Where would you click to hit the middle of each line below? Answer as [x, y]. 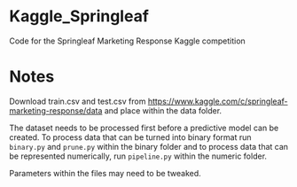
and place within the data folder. [163, 110]
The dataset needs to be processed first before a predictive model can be [144, 128]
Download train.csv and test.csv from [78, 101]
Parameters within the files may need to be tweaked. [105, 173]
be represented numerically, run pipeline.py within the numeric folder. [138, 156]
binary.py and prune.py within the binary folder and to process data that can [149, 146]
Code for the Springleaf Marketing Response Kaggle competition [127, 41]
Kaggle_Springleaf [79, 16]
